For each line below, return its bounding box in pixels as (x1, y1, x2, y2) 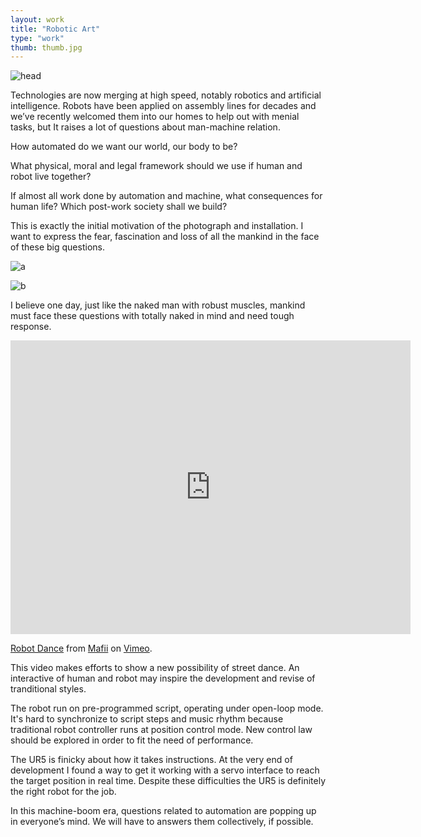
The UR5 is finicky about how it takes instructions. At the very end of (10, 754, 293, 766)
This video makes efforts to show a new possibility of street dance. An (10, 662, 300, 674)
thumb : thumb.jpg (10, 42, 83, 53)
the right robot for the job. (10, 786, 117, 798)
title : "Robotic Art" (10, 24, 101, 34)
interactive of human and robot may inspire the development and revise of (10, 672, 316, 685)
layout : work (10, 14, 65, 25)
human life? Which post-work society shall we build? (10, 201, 228, 213)
